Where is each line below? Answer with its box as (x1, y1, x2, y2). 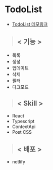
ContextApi (12, 124, 36, 130)
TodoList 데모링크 (12, 21, 48, 27)
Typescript (12, 118, 35, 124)
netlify (12, 159, 26, 165)
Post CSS (12, 129, 32, 135)
